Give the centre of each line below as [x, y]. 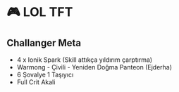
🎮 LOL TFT [40, 12]
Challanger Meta [44, 42]
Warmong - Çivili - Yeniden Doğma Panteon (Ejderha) [94, 67]
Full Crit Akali [36, 82]
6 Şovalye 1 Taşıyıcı [45, 74]
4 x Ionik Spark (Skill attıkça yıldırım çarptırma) [85, 60]
